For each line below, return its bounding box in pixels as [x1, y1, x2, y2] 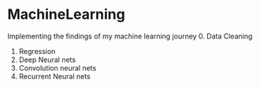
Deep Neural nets [18, 55, 76, 64]
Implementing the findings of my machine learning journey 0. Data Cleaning [7, 31, 253, 41]
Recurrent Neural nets [18, 71, 91, 81]
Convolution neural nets [18, 63, 97, 72]
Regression [18, 46, 56, 56]
